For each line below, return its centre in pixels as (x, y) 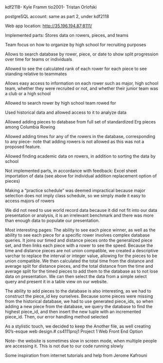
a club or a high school (28, 94)
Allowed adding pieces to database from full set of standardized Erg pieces (81, 122)
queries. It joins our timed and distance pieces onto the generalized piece (79, 240)
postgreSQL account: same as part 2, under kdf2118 (57, 16)
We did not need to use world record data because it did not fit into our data (81, 210)
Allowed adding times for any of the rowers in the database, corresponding (80, 136)
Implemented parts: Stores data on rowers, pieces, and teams (67, 35)
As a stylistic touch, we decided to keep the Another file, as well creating (78, 326)
